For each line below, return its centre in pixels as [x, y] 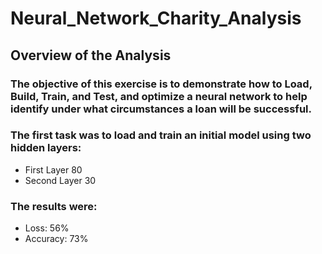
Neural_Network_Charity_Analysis [156, 18]
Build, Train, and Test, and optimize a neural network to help [159, 96]
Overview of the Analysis [91, 55]
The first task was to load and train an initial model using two [161, 135]
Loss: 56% [47, 228]
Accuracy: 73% [56, 239]
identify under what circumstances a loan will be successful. [161, 109]
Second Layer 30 [60, 180]
